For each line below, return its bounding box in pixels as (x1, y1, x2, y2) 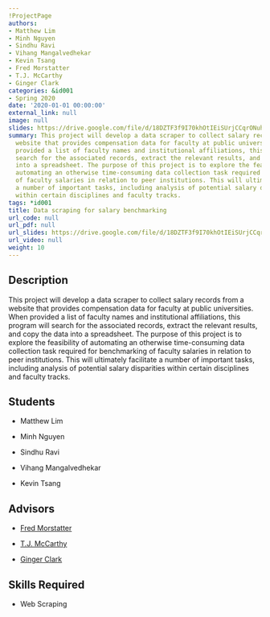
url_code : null (8, 214, 59, 222)
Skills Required (8, 578, 85, 591)
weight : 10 (8, 244, 45, 252)
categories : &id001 (8, 86, 74, 95)
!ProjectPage (8, 11, 52, 20)
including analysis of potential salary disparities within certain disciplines (8, 363, 249, 372)
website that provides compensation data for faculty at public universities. (8, 303, 254, 313)
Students (8, 395, 55, 409)
